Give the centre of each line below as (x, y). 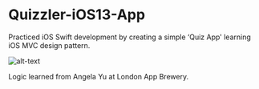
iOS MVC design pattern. (49, 45)
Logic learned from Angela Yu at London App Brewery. (99, 76)
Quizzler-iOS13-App (77, 15)
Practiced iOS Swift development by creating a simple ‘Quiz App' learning (129, 37)
